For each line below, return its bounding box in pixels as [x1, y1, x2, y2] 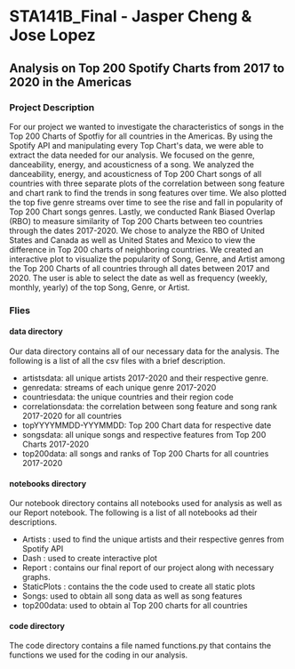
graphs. [21, 572, 51, 583]
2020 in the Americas [9, 74, 132, 90]
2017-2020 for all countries [21, 411, 123, 421]
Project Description [9, 101, 95, 113]
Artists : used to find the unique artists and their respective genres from [21, 534, 284, 544]
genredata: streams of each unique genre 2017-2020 [21, 383, 217, 392]
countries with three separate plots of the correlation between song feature [9, 178, 285, 189]
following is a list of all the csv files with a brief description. [9, 356, 226, 366]
